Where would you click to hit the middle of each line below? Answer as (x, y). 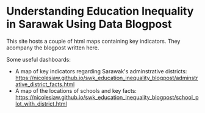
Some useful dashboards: (39, 59)
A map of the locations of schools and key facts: (76, 90)
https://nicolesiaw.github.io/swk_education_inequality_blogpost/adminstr (106, 78)
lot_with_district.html (41, 104)
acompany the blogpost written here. (53, 48)
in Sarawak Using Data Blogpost (89, 24)
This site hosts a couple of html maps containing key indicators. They (93, 41)
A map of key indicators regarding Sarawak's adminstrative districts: (101, 71)
